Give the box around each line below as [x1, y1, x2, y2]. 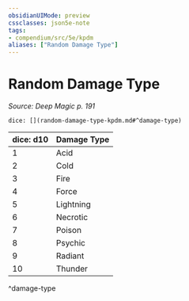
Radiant [55, 250, 85, 261]
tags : [8, 26, 26, 34]
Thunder [55, 263, 89, 274]
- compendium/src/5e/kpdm [8, 33, 93, 42]
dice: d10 [12, 134, 49, 145]
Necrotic [55, 211, 89, 223]
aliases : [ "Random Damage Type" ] [8, 41, 119, 49]
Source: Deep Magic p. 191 [8, 101, 96, 111]
